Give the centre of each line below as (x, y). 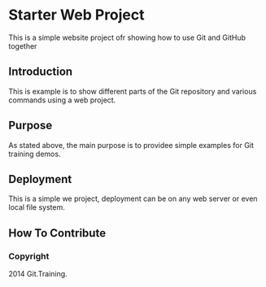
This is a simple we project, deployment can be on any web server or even (133, 199)
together (23, 46)
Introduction (41, 72)
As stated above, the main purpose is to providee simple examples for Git (131, 145)
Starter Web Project (76, 15)
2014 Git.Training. (38, 274)
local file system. (37, 207)
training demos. (35, 154)
